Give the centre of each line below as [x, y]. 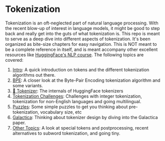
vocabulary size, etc [61, 112]
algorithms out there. [34, 75]
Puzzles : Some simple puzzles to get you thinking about [70, 107]
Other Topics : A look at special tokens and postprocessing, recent [80, 128]
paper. [19, 123]
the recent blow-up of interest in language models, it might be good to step [82, 28]
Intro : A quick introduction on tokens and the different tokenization [81, 70]
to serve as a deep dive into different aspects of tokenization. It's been [78, 39]
